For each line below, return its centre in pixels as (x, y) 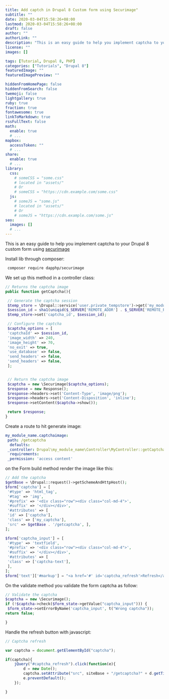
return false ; (20, 613)
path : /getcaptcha (27, 440)
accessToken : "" (27, 145)
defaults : (20, 445)
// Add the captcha (26, 478)
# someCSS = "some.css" (39, 178)
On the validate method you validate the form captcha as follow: (71, 585)
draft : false (19, 29)
